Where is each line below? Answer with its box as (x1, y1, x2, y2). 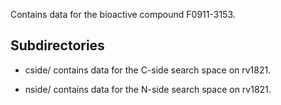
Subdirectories (10, 37, 105, 54)
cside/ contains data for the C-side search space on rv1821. (24, 64, 272, 76)
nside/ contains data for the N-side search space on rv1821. (24, 83, 272, 95)
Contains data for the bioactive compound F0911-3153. (10, 9, 236, 20)
